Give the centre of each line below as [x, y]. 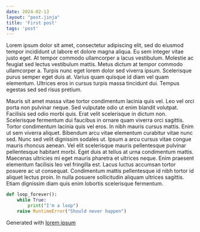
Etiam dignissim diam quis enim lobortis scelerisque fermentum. [85, 184]
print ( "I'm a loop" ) [53, 206]
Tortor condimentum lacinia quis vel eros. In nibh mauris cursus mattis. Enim [100, 126]
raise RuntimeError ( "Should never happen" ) [72, 211]
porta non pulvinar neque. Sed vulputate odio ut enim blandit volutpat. [92, 107]
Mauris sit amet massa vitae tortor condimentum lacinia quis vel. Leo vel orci [100, 101]
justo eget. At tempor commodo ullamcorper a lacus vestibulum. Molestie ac [100, 58]
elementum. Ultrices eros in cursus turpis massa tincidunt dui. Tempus [93, 83]
